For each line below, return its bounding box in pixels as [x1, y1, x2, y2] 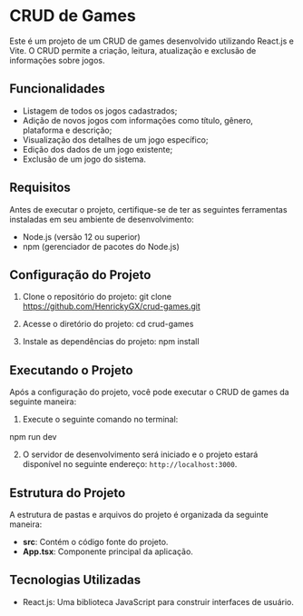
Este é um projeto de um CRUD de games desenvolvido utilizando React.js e [9, 35, 295, 46]
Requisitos [9, 180, 71, 195]
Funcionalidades [9, 81, 106, 96]
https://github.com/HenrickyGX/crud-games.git [22, 301, 201, 312]
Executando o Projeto [9, 363, 133, 378]
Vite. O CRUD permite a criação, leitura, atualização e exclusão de [9, 45, 257, 55]
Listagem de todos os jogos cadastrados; [22, 105, 178, 116]
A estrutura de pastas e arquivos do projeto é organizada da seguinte [9, 510, 269, 520]
